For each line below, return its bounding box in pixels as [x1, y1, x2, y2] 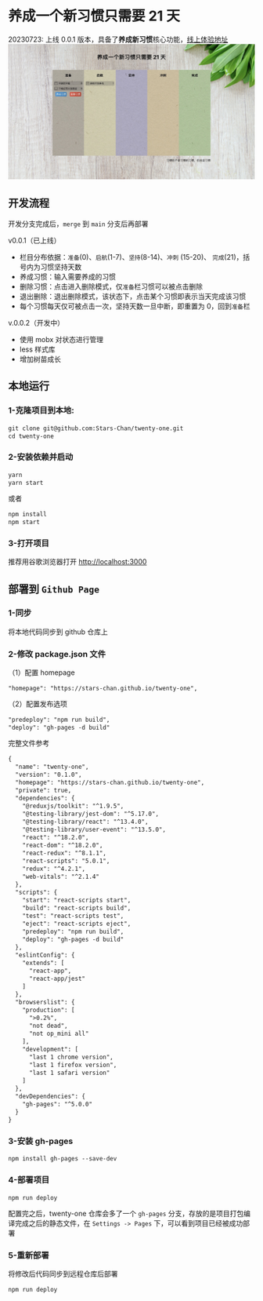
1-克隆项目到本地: [8, 405, 74, 416]
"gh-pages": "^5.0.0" [22, 1100, 92, 1109]
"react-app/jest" [28, 975, 86, 983]
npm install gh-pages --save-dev [8, 1155, 117, 1163]
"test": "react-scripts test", [22, 912, 124, 920]
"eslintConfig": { [15, 951, 76, 960]
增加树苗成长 [19, 354, 61, 363]
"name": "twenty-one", [15, 763, 89, 771]
